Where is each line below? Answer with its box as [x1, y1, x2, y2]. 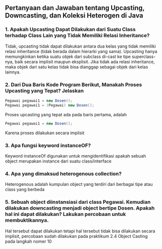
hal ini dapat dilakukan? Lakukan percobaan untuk [5, 211, 126, 218]
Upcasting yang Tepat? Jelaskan [5, 87, 84, 94]
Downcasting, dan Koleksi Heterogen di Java [5, 12, 144, 20]
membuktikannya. [5, 217, 49, 224]
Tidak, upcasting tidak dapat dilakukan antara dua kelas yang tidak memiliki [5, 43, 156, 49]
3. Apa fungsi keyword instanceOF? [5, 142, 91, 149]
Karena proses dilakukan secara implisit [5, 130, 85, 136]
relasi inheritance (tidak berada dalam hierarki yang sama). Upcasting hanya [5, 48, 158, 54]
